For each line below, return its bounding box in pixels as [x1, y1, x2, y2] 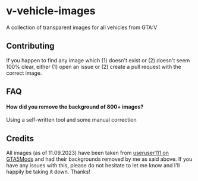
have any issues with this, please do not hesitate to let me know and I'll [6, 162, 180, 169]
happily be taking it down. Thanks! [6, 168, 90, 176]
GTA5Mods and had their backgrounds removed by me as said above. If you [6, 155, 193, 163]
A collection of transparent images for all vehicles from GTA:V [6, 24, 158, 31]
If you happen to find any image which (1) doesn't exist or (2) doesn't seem [6, 56, 190, 63]
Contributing [6, 41, 55, 51]
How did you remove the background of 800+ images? [6, 103, 144, 110]
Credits [6, 134, 34, 144]
